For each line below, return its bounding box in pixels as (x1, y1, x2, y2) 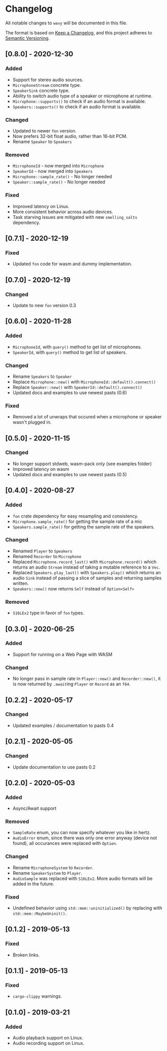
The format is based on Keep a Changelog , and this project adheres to (5, 29, 152, 36)
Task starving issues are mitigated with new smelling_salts (12, 214, 138, 220)
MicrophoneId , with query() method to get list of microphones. (12, 344, 142, 350)
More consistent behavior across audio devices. (12, 209, 113, 215)
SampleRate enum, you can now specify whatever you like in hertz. (12, 830, 151, 836)
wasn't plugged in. (12, 419, 52, 425)
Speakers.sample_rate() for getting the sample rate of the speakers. (12, 523, 155, 530)
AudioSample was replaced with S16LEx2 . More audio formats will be (12, 875, 153, 881)
